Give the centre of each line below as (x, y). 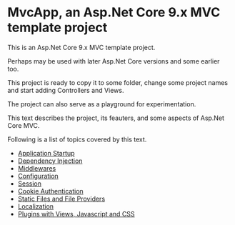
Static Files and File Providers (61, 199)
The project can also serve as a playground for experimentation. (102, 104)
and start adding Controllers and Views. (66, 90)
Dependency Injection (50, 161)
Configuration (38, 176)
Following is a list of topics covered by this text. (77, 139)
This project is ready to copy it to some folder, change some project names (118, 82)
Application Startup (46, 153)
